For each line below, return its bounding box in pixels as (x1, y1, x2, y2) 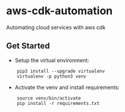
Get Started (6, 41, 50, 51)
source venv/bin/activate (17, 95, 82, 101)
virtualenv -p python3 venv (17, 73, 86, 79)
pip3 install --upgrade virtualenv (17, 68, 105, 74)
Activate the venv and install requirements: (14, 84, 120, 91)
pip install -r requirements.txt (17, 100, 100, 106)
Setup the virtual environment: (14, 56, 89, 63)
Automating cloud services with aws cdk (6, 24, 106, 31)
